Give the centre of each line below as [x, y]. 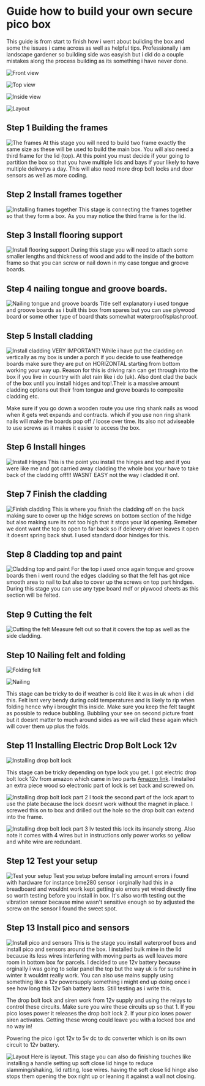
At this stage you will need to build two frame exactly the [114, 142]
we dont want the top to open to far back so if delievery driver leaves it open [103, 529]
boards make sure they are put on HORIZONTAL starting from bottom [93, 364]
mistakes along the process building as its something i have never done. [97, 61]
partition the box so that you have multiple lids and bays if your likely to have [103, 162]
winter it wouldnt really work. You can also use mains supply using [90, 975]
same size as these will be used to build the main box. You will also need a [100, 149]
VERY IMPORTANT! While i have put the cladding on [117, 351]
